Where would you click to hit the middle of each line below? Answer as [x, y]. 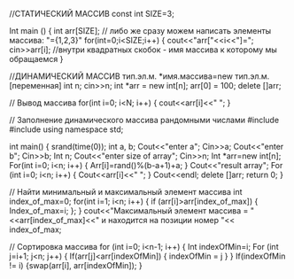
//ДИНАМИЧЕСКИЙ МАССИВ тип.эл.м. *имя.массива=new [121, 76]
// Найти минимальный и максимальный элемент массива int [126, 192]
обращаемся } [36, 59]
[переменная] [35, 85]
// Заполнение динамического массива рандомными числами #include [144, 120]
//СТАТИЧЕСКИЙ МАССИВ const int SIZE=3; [92, 14]
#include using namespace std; [66, 129]
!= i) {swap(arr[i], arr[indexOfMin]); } [76, 265]
